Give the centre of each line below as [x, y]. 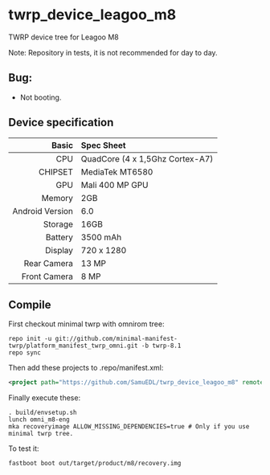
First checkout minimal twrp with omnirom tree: [86, 324]
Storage [58, 224]
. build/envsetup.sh [43, 413]
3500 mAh [101, 237]
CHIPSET [56, 172]
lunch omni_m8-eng [39, 420]
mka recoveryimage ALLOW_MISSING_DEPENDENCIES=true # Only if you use [129, 427]
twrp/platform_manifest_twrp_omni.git [73, 346]
